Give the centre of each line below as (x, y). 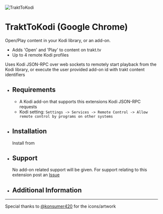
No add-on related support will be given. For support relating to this (79, 170)
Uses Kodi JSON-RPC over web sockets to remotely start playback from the (81, 64)
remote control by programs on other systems (66, 116)
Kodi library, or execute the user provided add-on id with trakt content (75, 69)
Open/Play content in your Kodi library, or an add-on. (58, 40)
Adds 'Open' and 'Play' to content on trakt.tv (57, 50)
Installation (29, 131)
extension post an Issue (36, 175)
